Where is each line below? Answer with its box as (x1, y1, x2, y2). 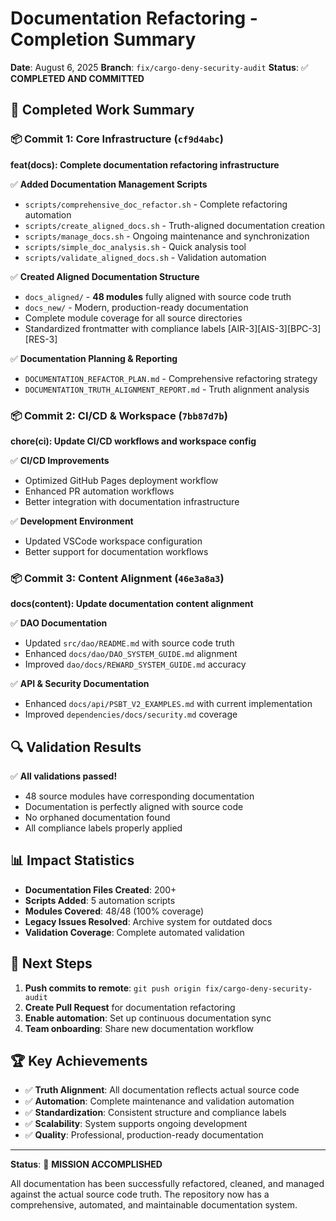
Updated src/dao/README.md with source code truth (24, 637, 235, 649)
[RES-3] (24, 333, 58, 345)
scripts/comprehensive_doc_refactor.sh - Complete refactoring (24, 198, 288, 210)
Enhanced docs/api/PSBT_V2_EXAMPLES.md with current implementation (24, 698, 313, 710)
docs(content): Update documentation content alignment (10, 598, 254, 610)
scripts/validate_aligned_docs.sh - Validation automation (24, 251, 267, 263)
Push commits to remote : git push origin (24, 982, 202, 994)
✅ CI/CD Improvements (10, 454, 110, 466)
